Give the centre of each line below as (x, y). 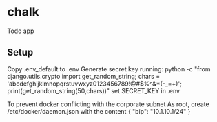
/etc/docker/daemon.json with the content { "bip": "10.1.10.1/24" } (99, 111)
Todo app (21, 31)
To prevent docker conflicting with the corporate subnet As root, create (108, 104)
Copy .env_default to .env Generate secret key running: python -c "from (109, 69)
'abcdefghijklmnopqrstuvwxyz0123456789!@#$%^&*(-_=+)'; (95, 84)
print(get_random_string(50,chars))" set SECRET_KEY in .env (94, 90)
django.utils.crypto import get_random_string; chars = (84, 76)
